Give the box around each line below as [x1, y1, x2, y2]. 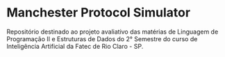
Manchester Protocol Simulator [6, 5, 191, 21]
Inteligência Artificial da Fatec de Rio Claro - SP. [6, 42, 144, 50]
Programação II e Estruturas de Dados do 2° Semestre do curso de [6, 34, 198, 43]
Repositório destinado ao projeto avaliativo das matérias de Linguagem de [6, 27, 219, 36]
